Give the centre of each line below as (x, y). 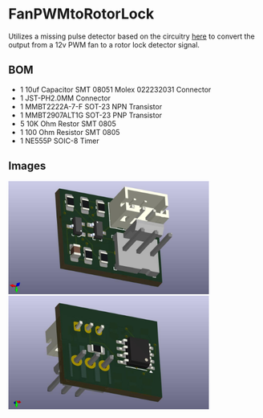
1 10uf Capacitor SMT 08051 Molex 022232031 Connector (115, 89)
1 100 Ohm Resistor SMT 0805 (70, 132)
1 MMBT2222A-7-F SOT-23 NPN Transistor (91, 106)
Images (27, 166)
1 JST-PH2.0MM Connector (65, 98)
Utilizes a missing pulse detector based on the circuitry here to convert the (131, 36)
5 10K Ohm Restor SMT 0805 (68, 123)
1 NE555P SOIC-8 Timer (60, 141)
